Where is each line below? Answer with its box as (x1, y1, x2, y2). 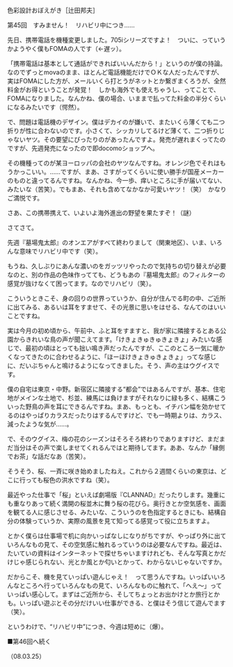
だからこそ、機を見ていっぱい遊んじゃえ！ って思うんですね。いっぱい (7, 573, 214, 581)
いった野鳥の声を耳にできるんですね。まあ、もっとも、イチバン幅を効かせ (7, 402, 220, 411)
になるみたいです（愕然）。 (7, 103, 83, 111)
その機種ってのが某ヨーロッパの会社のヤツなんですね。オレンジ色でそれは (7, 159, 220, 167)
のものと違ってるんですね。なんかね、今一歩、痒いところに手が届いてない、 (7, 177, 226, 184)
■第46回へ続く (7, 638, 51, 645)
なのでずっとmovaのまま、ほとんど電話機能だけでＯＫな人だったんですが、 (7, 68, 224, 76)
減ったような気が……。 (7, 420, 73, 428)
